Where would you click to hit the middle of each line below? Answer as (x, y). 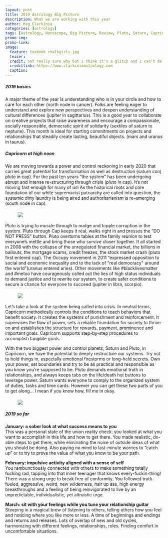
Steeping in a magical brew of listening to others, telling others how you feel (83, 509)
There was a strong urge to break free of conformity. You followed (73, 479)
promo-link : (17, 43)
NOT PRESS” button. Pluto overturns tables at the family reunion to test (78, 236)
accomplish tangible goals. (33, 339)
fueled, (12, 484)
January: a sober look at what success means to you (61, 426)
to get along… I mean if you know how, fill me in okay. (60, 391)
